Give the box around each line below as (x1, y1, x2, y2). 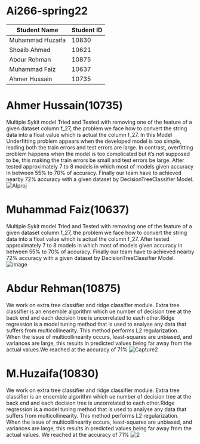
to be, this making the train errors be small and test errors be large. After (6, 157, 184, 164)
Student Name (16, 26, 59, 34)
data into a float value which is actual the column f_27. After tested (6, 235, 170, 243)
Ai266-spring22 (6, 4, 88, 18)
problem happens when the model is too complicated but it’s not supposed (6, 150, 190, 157)
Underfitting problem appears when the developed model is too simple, (6, 137, 182, 145)
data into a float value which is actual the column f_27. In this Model (6, 131, 173, 138)
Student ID (71, 26, 103, 34)
